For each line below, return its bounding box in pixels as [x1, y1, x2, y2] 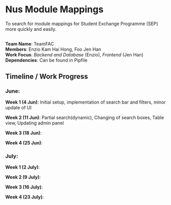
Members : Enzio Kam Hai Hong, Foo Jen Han [5, 46, 101, 52]
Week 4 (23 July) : [5, 194, 44, 200]
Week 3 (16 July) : [5, 184, 43, 190]
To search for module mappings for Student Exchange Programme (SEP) [5, 20, 159, 27]
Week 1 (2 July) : [5, 164, 40, 170]
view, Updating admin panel [5, 120, 64, 126]
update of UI [5, 105, 32, 111]
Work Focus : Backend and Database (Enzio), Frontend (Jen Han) [5, 52, 144, 58]
